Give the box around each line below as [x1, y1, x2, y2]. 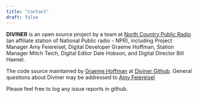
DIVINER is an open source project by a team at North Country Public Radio [6, 30, 191, 37]
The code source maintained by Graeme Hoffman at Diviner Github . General [6, 67, 192, 74]
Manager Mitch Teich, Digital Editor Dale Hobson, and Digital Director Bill [6, 49, 184, 56]
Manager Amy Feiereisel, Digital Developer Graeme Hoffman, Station [6, 43, 174, 50]
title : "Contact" [6, 8, 49, 15]
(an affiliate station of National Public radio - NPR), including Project [6, 37, 172, 44]
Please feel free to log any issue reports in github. [6, 85, 128, 92]
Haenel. [6, 56, 26, 63]
